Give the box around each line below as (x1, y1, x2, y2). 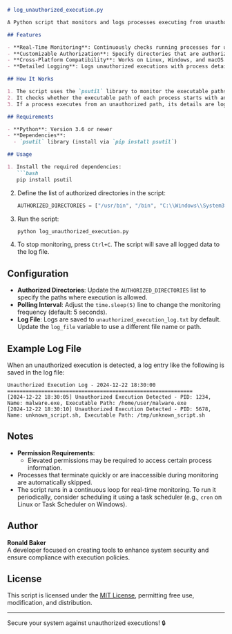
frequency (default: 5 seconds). (17, 308, 108, 317)
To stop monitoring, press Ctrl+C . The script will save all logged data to (17, 240, 220, 248)
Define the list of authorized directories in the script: (17, 188, 166, 197)
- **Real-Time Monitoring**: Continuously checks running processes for (7, 43, 221, 51)
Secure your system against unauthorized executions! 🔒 (7, 619, 166, 627)
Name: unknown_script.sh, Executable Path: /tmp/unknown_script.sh (7, 412, 206, 419)
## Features (7, 31, 41, 38)
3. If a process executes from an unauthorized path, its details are (7, 101, 215, 108)
